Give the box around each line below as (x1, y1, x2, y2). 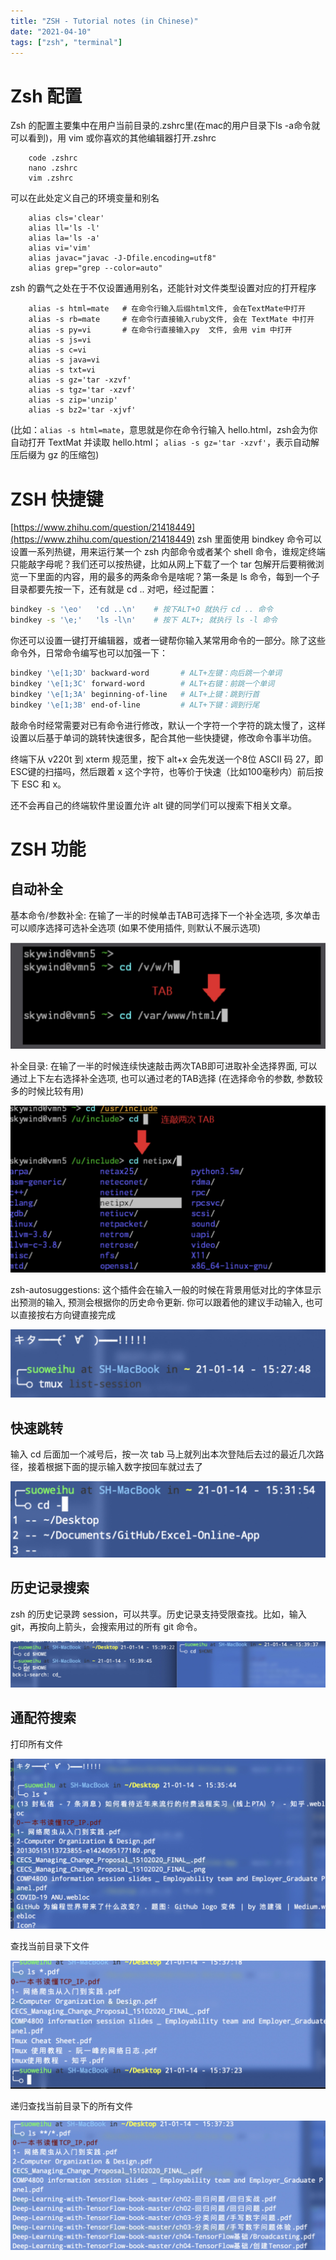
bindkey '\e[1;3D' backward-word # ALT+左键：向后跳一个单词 (10, 668, 282, 678)
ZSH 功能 (10, 838, 87, 860)
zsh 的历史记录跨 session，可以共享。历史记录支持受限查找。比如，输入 (10, 1608, 307, 1620)
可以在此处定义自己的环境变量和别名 (10, 192, 160, 204)
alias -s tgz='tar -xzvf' (28, 385, 137, 395)
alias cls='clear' (28, 213, 105, 224)
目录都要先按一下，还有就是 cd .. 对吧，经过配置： (10, 583, 218, 595)
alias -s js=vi (28, 335, 92, 345)
